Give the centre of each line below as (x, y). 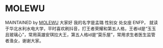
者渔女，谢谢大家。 (24, 40)
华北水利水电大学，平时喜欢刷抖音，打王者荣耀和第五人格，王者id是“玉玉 (82, 28)
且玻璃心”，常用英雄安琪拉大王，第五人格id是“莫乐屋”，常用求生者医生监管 (80, 34)
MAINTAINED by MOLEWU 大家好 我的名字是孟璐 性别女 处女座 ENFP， (77, 22)
